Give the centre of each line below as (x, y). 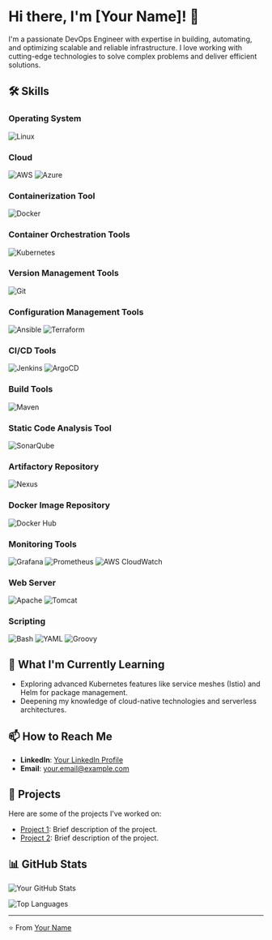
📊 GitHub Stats (48, 864)
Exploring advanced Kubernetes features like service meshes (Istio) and (140, 684)
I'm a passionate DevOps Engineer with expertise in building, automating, (130, 39)
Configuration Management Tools (76, 311)
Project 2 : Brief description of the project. (89, 838)
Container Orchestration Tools (70, 234)
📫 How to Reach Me (60, 736)
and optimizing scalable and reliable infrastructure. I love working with (125, 47)
